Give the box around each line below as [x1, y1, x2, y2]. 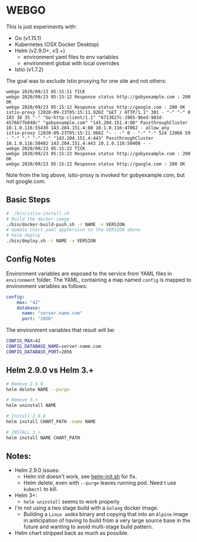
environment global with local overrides [23, 60, 119, 67]
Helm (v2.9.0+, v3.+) [14, 47, 66, 54]
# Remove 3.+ [6, 397, 38, 403]
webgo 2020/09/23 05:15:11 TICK [6, 89, 85, 94]
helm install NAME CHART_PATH [6, 435, 81, 440]
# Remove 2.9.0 [6, 381, 44, 387]
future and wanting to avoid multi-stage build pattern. [23, 523, 153, 530]
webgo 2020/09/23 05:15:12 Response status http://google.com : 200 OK [6, 104, 185, 110]
